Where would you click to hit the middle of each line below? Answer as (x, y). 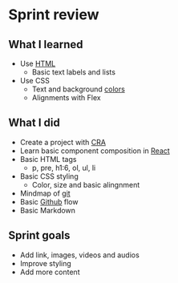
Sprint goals (39, 235)
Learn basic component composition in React (95, 151)
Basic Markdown (48, 210)
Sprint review (54, 15)
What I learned (46, 44)
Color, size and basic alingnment (86, 184)
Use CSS (34, 81)
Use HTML (38, 63)
